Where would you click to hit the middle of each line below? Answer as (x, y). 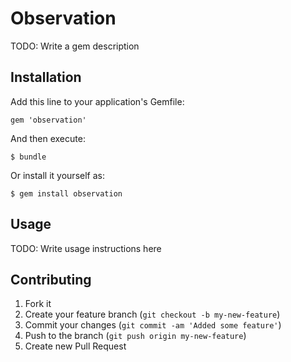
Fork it (38, 304)
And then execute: (48, 138)
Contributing (51, 279)
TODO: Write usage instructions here (86, 248)
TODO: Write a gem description (75, 46)
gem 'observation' (48, 120)
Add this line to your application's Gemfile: (97, 101)
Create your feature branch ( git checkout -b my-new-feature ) (152, 314)
